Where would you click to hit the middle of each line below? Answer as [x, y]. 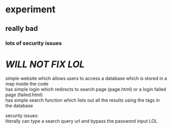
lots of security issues [34, 43]
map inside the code [27, 84]
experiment [30, 10]
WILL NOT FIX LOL [45, 64]
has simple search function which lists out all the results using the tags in [83, 100]
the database [19, 106]
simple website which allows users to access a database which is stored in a [86, 79]
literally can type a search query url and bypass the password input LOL [81, 121]
